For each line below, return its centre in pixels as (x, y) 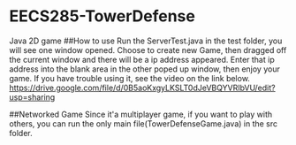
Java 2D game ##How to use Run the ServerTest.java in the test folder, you (146, 41)
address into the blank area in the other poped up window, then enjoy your (144, 69)
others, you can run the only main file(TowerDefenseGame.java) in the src (144, 123)
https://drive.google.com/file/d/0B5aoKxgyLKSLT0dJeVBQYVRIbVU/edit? (142, 88)
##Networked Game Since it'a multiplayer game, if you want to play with (140, 114)
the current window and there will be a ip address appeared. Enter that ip (142, 59)
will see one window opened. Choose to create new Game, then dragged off (148, 50)
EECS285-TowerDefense (102, 16)
